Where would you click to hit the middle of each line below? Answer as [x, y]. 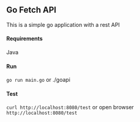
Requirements [25, 38]
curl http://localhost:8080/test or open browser [70, 107]
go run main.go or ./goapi [38, 80]
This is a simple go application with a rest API [63, 24]
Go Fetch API [31, 10]
